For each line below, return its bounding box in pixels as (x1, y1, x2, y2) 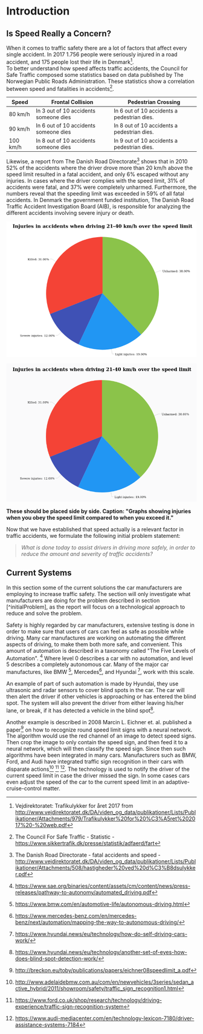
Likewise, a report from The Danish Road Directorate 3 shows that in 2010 (6, 157, 188, 165)
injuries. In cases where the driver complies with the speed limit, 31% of (6, 177, 185, 184)
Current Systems (6, 568, 72, 578)
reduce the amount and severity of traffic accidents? (21, 550, 153, 557)
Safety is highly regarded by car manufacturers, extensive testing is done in (6, 621, 195, 629)
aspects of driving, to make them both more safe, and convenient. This (6, 640, 182, 648)
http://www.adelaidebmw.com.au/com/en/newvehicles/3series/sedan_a (14, 978, 195, 986)
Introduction (6, 4, 70, 18)
